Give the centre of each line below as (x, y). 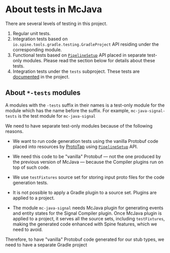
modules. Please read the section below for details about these (89, 60)
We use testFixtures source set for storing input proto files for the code (88, 177)
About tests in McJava (54, 9)
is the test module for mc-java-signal (56, 116)
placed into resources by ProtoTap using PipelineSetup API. (75, 146)
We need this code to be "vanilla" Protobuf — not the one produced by (87, 156)
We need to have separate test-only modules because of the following (79, 125)
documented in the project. (41, 77)
